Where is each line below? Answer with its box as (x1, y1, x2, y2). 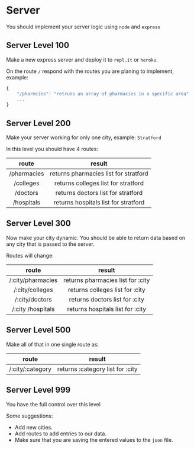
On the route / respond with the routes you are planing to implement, (6, 68, 174, 75)
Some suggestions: (6, 412, 53, 419)
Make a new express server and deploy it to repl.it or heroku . (6, 56, 158, 63)
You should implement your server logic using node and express (6, 23, 161, 30)
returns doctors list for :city (69, 295, 145, 303)
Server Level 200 (6, 118, 71, 128)
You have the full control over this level (6, 400, 101, 408)
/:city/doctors (14, 295, 52, 303)
